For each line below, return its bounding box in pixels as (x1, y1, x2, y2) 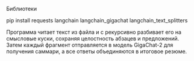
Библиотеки (6, 5, 37, 12)
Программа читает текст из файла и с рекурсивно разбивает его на (6, 28, 182, 36)
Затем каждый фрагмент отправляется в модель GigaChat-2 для (6, 42, 174, 48)
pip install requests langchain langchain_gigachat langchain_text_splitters (6, 17, 188, 24)
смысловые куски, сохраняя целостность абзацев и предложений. (6, 35, 180, 42)
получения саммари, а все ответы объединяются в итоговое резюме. (6, 48, 187, 55)
